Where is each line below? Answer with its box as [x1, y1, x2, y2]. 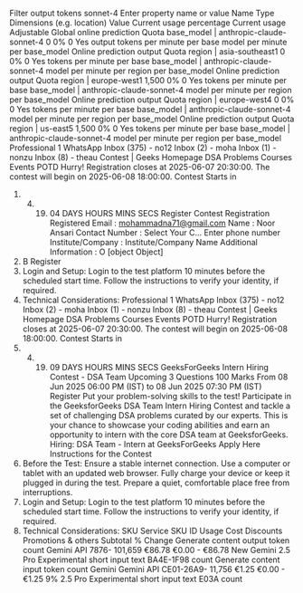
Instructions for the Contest [49, 448, 152, 459]
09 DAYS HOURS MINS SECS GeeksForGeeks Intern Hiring [49, 362, 270, 372]
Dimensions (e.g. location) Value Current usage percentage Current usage [9, 17, 287, 28]
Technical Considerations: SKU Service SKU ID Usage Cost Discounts [22, 525, 283, 536]
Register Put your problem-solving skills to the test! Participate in [49, 391, 292, 401]
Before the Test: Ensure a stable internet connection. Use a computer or [22, 458, 291, 469]
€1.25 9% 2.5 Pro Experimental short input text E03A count [22, 574, 242, 584]
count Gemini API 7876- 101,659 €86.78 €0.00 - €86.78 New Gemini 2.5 [22, 545, 291, 555]
